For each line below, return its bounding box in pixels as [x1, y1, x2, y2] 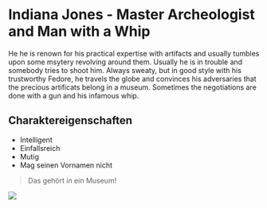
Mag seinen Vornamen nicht [19, 160, 113, 170]
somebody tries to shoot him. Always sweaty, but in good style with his [8, 65, 241, 75]
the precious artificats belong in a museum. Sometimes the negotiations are [8, 82, 257, 92]
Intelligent [19, 135, 53, 144]
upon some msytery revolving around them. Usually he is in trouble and [8, 57, 243, 67]
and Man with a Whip [8, 22, 151, 40]
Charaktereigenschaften [8, 114, 133, 128]
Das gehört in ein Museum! [27, 175, 117, 185]
